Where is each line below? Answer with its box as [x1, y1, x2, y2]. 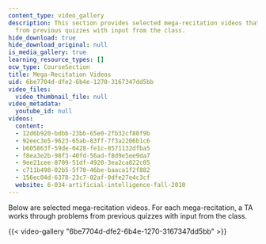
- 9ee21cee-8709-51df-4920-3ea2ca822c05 [15, 159, 150, 167]
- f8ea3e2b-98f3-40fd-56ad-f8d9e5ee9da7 [15, 151, 150, 159]
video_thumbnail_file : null [15, 93, 108, 101]
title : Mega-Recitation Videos [8, 71, 112, 78]
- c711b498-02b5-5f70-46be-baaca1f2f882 [15, 166, 150, 174]
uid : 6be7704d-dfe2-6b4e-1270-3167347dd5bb [8, 78, 154, 86]
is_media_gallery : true [8, 48, 87, 56]
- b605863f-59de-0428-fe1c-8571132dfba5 [15, 144, 150, 152]
